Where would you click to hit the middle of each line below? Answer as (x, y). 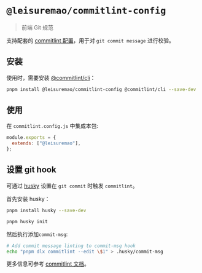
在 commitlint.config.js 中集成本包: (52, 126)
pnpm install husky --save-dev (46, 210)
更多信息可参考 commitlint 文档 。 (48, 264)
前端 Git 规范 (37, 27)
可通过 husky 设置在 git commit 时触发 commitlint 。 (72, 186)
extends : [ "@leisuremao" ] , (46, 143)
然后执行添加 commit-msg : (37, 234)
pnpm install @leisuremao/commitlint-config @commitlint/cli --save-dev (101, 89)
